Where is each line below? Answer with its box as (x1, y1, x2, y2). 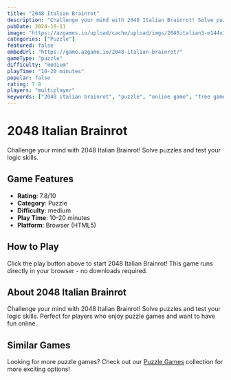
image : (7, 29, 26, 37)
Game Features (7, 173, 74, 185)
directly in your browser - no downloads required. (7, 266, 148, 274)
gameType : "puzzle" (7, 55, 63, 62)
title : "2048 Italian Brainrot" (7, 10, 100, 17)
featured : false (7, 42, 54, 49)
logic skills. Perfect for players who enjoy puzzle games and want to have (7, 312, 215, 321)
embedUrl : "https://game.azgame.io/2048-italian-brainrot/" (7, 49, 184, 56)
